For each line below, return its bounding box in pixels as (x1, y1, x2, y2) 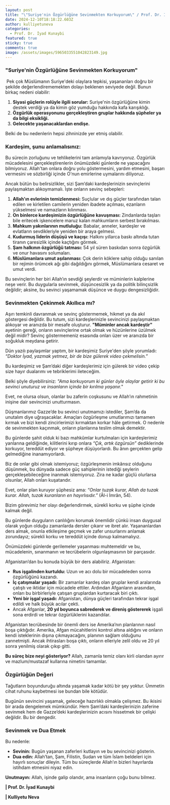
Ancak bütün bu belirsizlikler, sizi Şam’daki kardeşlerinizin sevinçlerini (5, 181, 150, 187)
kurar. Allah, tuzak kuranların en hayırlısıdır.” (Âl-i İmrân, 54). (5, 492, 133, 499)
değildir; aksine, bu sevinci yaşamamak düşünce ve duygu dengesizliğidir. (5, 287, 160, 293)
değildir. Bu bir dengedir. (5, 714, 57, 720)
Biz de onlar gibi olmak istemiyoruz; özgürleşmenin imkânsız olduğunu (5, 461, 152, 467)
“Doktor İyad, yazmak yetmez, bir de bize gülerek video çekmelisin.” (5, 353, 148, 359)
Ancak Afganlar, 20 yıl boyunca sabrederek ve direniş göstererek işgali (12, 606, 163, 612)
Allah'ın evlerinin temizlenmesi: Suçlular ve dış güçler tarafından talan (12, 196, 161, 202)
